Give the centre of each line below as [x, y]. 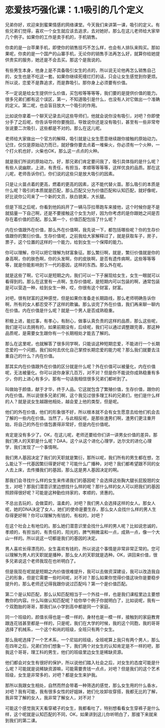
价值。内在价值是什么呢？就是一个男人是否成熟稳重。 [63, 310]
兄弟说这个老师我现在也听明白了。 [44, 561]
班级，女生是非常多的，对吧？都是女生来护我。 [52, 675]
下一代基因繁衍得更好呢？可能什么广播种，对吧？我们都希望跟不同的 [87, 463]
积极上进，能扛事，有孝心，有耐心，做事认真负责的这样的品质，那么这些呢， [82, 321]
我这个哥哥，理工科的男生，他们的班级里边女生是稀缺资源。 [65, 652]
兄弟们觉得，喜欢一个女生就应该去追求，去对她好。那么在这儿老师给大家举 [84, 31]
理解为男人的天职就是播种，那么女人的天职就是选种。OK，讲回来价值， [81, 555]
